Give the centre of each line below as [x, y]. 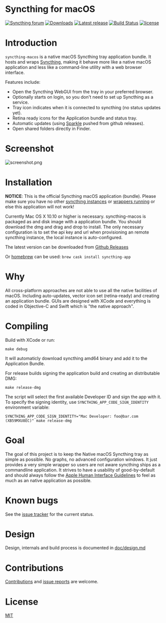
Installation [29, 183]
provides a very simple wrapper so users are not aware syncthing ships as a [83, 464]
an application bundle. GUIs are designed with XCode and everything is [78, 301]
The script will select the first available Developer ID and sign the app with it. [83, 397]
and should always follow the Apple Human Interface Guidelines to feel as [81, 475]
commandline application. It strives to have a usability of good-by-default [80, 470]
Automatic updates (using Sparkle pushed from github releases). [78, 123]
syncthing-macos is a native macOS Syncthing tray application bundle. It [78, 57]
